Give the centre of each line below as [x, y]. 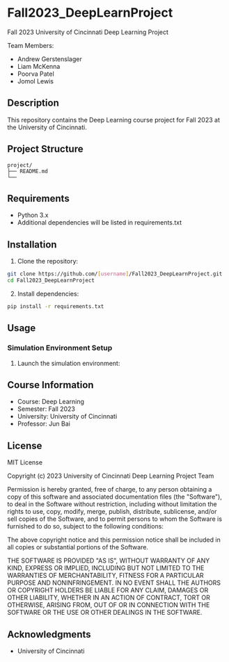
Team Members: [31, 45]
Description [33, 103]
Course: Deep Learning [51, 402]
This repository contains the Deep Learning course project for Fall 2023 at [114, 120]
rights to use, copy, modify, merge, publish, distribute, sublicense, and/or [112, 512]
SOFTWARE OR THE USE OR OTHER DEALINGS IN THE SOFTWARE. [105, 613]
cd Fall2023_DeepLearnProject [51, 281]
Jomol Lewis [35, 81]
